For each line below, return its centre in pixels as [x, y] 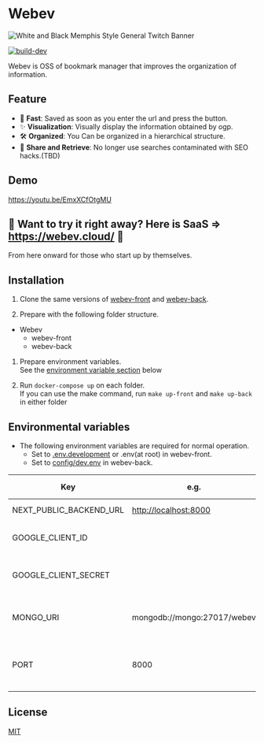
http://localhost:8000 [171, 510]
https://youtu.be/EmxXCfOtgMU [60, 199]
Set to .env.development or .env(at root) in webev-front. [121, 454]
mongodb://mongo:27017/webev [194, 617]
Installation [36, 280]
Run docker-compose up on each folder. [82, 385]
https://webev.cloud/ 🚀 [66, 236]
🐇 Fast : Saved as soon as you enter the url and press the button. [123, 118]
